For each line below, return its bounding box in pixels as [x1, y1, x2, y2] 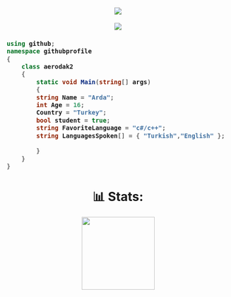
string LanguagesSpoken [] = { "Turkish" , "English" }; [35, 131, 225, 140]
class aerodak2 [21, 63, 73, 71]
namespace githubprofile [6, 47, 93, 56]
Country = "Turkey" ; [35, 109, 107, 116]
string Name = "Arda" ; [35, 93, 114, 102]
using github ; [6, 40, 55, 47]
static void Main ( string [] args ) [35, 78, 151, 86]
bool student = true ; [35, 116, 111, 124]
